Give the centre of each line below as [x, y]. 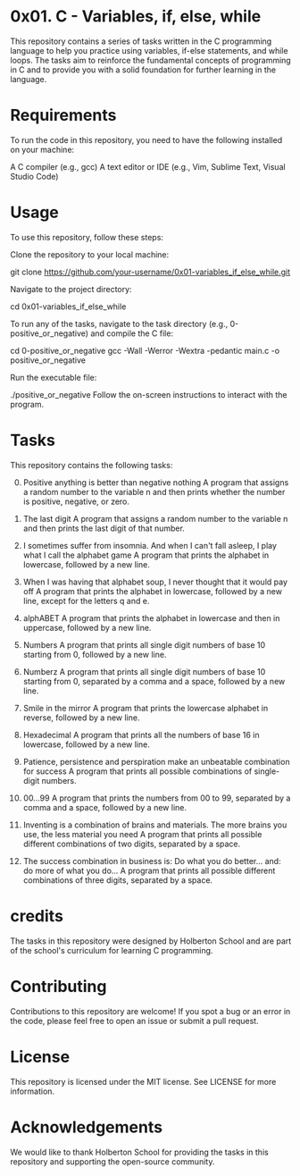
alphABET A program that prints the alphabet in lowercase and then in [151, 617]
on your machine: [42, 149]
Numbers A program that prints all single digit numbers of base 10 [144, 644]
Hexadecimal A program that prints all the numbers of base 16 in [141, 735]
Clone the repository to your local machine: [90, 254]
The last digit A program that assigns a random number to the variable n [155, 518]
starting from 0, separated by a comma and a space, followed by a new [154, 681]
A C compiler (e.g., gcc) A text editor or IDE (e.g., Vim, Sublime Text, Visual [148, 166]
